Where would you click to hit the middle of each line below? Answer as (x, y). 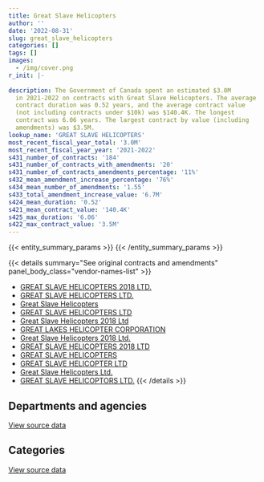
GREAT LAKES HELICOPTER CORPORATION (93, 330)
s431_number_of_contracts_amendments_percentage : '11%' (104, 172)
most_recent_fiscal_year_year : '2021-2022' (82, 150)
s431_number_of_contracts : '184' (64, 157)
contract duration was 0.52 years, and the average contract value (131, 105)
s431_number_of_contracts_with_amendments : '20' (91, 165)
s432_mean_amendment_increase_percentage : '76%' (91, 180)
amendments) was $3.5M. (55, 128)
